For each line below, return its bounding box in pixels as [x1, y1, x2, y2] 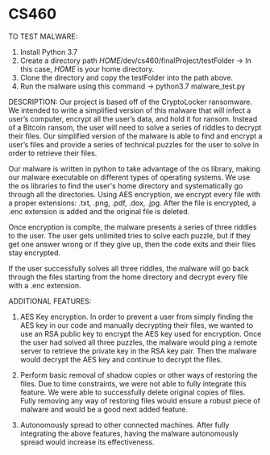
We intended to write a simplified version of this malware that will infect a [8, 105, 251, 115]
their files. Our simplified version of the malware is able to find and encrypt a [8, 130, 263, 141]
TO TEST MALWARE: [8, 31, 78, 41]
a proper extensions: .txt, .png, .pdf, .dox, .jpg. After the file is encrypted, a [8, 198, 256, 208]
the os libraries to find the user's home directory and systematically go [8, 180, 243, 190]
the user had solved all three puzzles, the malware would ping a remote [19, 337, 258, 347]
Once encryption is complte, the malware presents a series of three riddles [8, 222, 257, 232]
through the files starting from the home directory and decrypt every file [8, 271, 248, 282]
